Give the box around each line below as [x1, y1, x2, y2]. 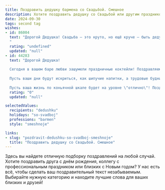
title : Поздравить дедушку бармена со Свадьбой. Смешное [5, 7, 124, 12]
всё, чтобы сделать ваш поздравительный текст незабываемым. [5, 169, 141, 175]
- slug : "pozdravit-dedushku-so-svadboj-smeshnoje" [5, 135, 113, 140]
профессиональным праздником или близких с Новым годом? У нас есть [5, 164, 160, 170]
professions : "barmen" [9, 117, 56, 122]
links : [5, 130, 19, 136]
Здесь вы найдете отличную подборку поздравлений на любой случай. [5, 153, 156, 159]
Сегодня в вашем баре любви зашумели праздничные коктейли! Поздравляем [9, 67, 162, 72]
